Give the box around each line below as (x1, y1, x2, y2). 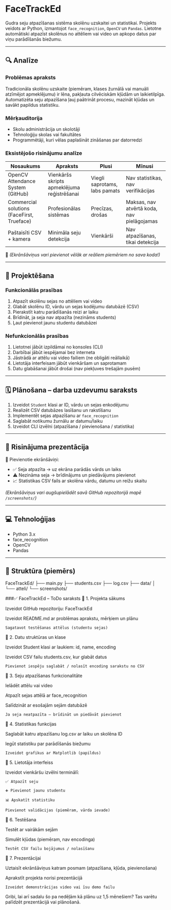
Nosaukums (10, 163, 41, 170)
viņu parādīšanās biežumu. (5, 36, 62, 42)
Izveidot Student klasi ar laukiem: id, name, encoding (5, 644, 116, 650)
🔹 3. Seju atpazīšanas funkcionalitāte (5, 672, 82, 679)
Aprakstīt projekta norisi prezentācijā (5, 875, 83, 881)
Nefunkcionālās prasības (5, 332, 69, 339)
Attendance (8, 178, 36, 185)
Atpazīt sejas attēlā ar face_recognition (5, 692, 88, 698)
